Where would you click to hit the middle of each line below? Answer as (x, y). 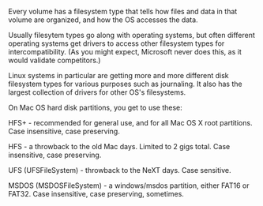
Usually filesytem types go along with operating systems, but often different (131, 35)
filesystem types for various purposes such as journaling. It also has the (125, 84)
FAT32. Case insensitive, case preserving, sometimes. (96, 194)
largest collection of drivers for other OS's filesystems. (97, 92)
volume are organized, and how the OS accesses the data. (103, 20)
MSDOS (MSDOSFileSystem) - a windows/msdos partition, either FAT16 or (129, 185)
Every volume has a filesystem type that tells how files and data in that (123, 11)
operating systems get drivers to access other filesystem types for (116, 43)
